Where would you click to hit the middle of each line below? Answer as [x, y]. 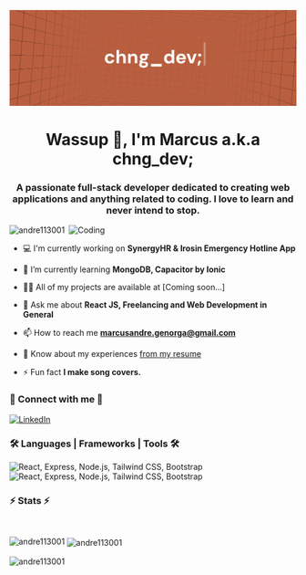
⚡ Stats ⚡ [30, 500]
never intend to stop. [153, 210]
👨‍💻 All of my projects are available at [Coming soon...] [124, 287]
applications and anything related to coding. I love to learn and [153, 199]
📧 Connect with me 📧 [56, 400]
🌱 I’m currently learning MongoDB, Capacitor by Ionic [124, 269]
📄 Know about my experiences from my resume [112, 354]
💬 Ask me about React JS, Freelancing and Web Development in [145, 305]
